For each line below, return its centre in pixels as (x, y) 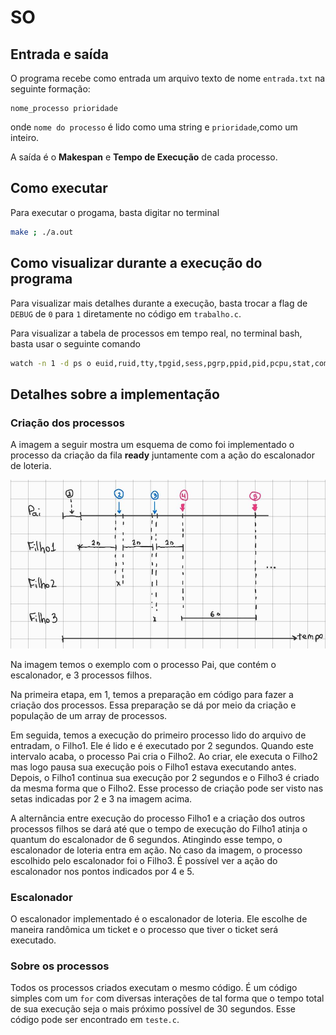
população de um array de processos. (89, 715)
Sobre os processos (60, 966)
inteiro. (25, 137)
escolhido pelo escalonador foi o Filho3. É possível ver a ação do (144, 860)
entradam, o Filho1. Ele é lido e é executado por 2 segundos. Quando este (162, 745)
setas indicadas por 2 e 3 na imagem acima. (101, 798)
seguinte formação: (50, 89)
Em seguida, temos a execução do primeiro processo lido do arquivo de (158, 735)
